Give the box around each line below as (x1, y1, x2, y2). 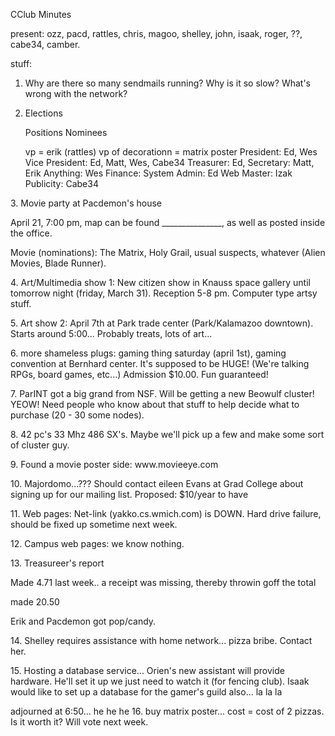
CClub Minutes (10, 9, 72, 20)
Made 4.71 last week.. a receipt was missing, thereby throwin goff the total (10, 577, 317, 588)
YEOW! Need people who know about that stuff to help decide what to (10, 399, 300, 410)
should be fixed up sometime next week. (10, 519, 178, 530)
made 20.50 (10, 596, 60, 608)
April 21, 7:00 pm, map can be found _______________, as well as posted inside (10, 217, 326, 228)
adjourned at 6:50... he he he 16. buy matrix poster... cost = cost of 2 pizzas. (10, 705, 325, 717)
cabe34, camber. (10, 39, 81, 50)
